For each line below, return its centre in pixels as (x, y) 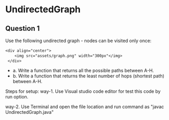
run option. (17, 97)
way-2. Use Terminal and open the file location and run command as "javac (85, 107)
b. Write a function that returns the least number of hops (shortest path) (89, 76)
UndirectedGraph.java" (29, 112)
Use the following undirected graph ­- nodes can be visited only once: (78, 41)
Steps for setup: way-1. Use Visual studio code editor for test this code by (83, 91)
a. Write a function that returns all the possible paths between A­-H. (83, 71)
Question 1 (23, 28)
